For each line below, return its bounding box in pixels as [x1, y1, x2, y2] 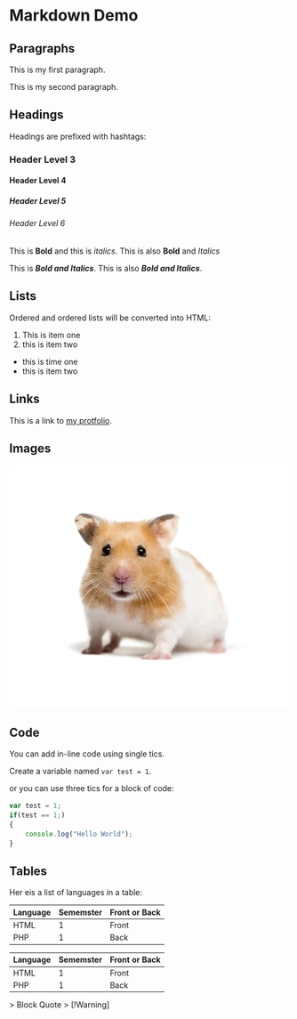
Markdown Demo [9, 5, 139, 26]
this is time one [21, 356, 78, 367]
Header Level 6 [9, 218, 66, 229]
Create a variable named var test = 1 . [9, 766, 152, 777]
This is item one [21, 329, 81, 340]
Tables [9, 864, 47, 879]
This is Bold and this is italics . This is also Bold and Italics [9, 246, 221, 256]
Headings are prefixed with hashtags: [9, 131, 147, 142]
